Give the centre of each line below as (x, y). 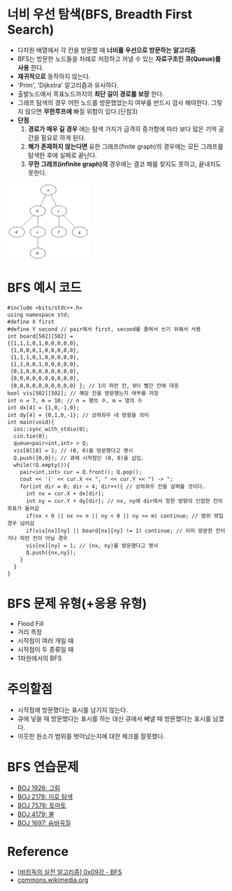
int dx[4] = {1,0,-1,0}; (43, 407)
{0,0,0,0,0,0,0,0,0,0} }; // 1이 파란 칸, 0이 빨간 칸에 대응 (95, 386)
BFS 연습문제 (43, 767)
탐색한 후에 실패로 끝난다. (63, 155)
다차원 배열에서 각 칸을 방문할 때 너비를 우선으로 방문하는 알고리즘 (106, 50)
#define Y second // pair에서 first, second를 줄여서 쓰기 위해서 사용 (104, 329)
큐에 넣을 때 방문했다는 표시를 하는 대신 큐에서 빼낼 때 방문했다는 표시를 (114, 719)
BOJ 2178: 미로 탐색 (45, 796)
